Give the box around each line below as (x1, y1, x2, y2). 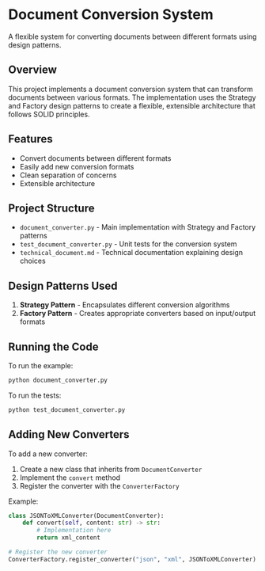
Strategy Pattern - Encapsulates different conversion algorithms (19, 300, 230, 310)
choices (19, 256, 46, 266)
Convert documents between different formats (19, 153, 172, 163)
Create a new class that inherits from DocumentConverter (19, 464, 203, 474)
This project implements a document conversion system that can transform (8, 84, 253, 93)
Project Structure (8, 201, 95, 215)
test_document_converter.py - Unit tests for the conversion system (19, 239, 237, 249)
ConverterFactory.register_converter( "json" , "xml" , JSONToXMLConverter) (8, 555, 257, 563)
